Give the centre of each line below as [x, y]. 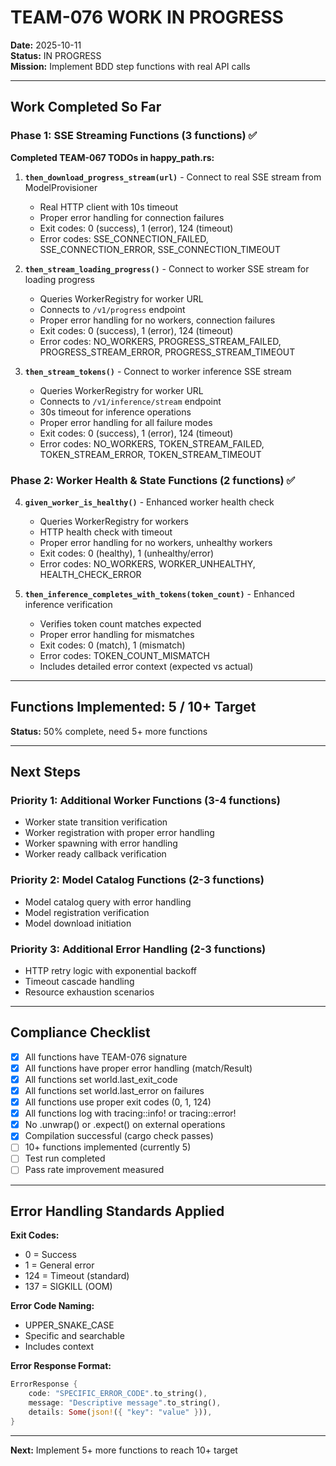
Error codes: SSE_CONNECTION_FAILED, [124, 238]
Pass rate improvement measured [94, 1170]
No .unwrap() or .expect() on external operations [125, 1125]
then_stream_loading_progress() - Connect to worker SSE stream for [167, 268]
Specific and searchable [74, 1336]
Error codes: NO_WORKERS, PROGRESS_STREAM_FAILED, [160, 341]
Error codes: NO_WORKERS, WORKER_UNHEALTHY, [147, 563]
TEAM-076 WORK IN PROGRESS [147, 17]
